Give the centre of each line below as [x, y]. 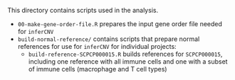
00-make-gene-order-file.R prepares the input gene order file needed [120, 24]
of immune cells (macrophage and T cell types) [98, 69]
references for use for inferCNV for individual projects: [97, 46]
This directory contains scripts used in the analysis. [83, 10]
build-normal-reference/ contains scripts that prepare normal [109, 39]
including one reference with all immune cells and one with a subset [128, 62]
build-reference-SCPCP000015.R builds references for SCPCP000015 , [125, 54]
